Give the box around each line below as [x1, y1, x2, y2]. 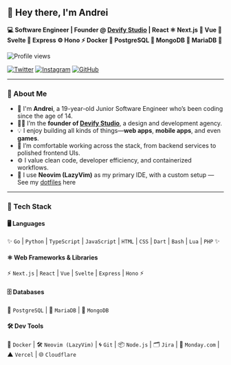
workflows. [16, 163, 49, 172]
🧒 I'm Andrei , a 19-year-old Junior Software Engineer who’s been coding [16, 105, 223, 113]
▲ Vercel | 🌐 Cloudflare [7, 350, 77, 358]
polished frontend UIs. [16, 149, 80, 157]
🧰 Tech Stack [7, 202, 52, 211]
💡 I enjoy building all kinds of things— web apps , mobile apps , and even [16, 127, 221, 135]
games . [16, 134, 39, 143]
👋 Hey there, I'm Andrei [7, 7, 109, 19]
